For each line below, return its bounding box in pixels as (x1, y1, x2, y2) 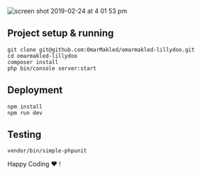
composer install (7, 58, 59, 65)
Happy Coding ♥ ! (7, 160, 62, 169)
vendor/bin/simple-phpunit (7, 147, 87, 154)
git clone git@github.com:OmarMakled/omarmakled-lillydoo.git (7, 46, 195, 53)
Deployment (7, 84, 63, 96)
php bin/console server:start (7, 65, 97, 72)
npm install (7, 103, 43, 110)
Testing (7, 129, 42, 141)
